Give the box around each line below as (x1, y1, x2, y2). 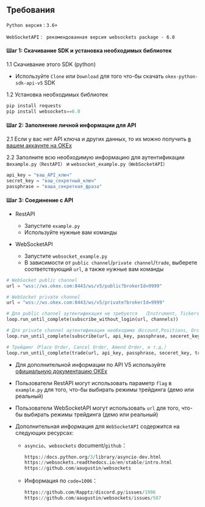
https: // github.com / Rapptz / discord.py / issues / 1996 (24, 489, 156, 495)
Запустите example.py (24, 222, 81, 229)
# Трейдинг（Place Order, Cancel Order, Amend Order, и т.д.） (6, 344, 169, 350)
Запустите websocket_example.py (24, 252, 108, 260)
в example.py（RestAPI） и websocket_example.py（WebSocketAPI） (6, 160, 168, 167)
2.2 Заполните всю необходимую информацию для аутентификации (6, 153, 185, 161)
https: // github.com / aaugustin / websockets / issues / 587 (24, 495, 162, 501)
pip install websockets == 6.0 (6, 108, 81, 115)
